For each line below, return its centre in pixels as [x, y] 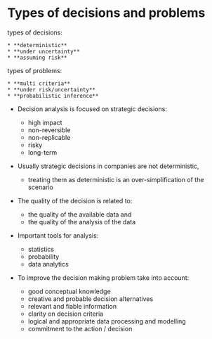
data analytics [48, 264]
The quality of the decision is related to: [75, 200]
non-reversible [49, 130]
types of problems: [35, 70]
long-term [42, 152]
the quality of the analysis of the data [82, 222]
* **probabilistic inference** [53, 96]
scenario [41, 187]
